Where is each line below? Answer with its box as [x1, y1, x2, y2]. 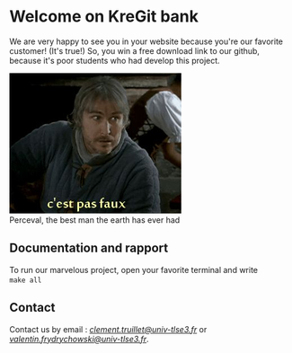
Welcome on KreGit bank [9, 6, 199, 27]
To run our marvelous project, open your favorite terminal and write [9, 264, 259, 275]
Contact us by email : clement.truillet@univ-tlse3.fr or [9, 323, 208, 334]
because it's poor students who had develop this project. [9, 55, 220, 66]
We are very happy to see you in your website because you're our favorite [9, 36, 284, 47]
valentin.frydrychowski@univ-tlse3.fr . [9, 333, 150, 344]
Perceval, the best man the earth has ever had [9, 214, 181, 225]
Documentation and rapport [9, 241, 169, 256]
